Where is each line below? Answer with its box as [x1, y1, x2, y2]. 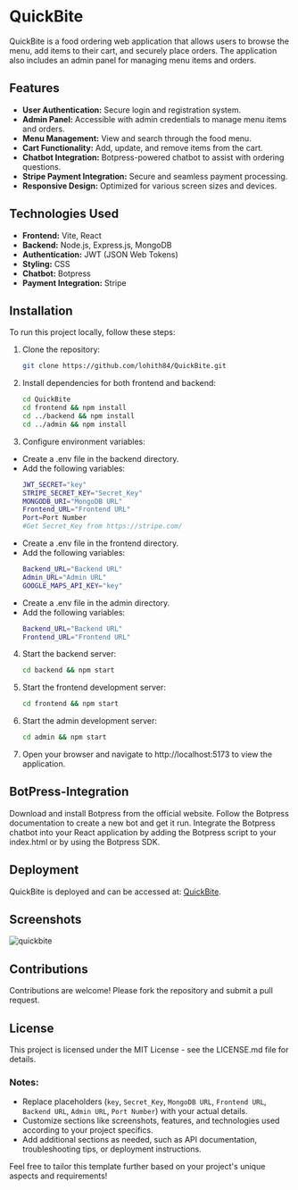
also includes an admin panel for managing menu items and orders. [9, 54, 257, 65]
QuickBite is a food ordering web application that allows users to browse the [9, 36, 290, 46]
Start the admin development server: [21, 716, 158, 726]
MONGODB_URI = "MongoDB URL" [21, 497, 123, 506]
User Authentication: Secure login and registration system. [21, 105, 242, 115]
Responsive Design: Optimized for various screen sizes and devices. [21, 180, 277, 191]
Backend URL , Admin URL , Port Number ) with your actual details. [21, 1106, 248, 1117]
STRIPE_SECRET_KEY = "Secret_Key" [21, 489, 143, 498]
